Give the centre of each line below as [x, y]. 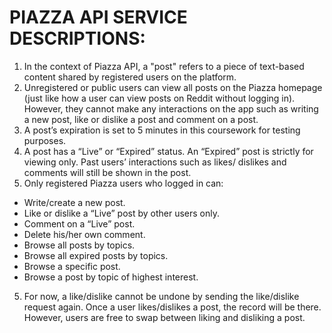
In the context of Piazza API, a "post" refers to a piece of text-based [164, 66]
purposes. [45, 140]
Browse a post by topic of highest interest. [111, 277]
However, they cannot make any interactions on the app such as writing [171, 108]
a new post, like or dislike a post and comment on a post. [141, 119]
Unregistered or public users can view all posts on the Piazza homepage [173, 87]
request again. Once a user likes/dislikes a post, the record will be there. [172, 307]
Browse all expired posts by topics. [96, 255]
